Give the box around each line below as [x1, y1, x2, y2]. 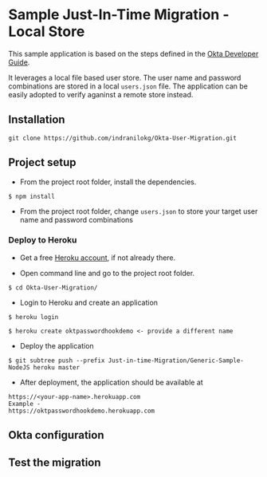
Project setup [8, 156, 77, 169]
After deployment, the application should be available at [19, 377, 203, 387]
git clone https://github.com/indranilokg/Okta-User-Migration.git [8, 134, 238, 142]
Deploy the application [19, 341, 94, 350]
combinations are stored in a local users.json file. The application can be [8, 81, 249, 91]
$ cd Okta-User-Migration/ [8, 283, 98, 292]
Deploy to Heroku [8, 235, 77, 246]
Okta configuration [8, 428, 104, 442]
